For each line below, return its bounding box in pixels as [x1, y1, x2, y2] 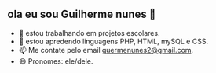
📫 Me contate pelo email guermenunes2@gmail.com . [18, 45, 194, 54]
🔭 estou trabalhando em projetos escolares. [18, 28, 160, 37]
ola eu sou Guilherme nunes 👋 [7, 8, 156, 21]
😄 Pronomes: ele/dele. [18, 56, 93, 66]
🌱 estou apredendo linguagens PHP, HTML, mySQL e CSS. [18, 36, 209, 46]
